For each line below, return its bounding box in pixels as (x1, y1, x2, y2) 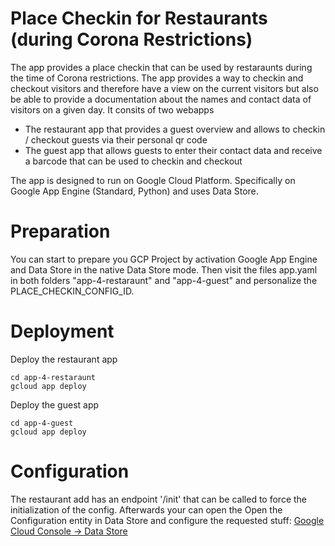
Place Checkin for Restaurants (10, 7, 268, 30)
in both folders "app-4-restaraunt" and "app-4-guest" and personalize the (10, 274, 318, 286)
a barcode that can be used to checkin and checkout (24, 155, 243, 167)
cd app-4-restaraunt (10, 372, 97, 382)
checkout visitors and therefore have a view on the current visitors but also (10, 82, 319, 94)
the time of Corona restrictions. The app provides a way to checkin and (10, 72, 304, 84)
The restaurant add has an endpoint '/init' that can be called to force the (10, 493, 308, 505)
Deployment (10, 320, 115, 343)
